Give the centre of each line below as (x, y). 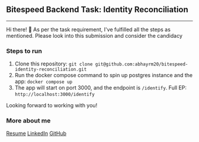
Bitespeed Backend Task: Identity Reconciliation (97, 10)
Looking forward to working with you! (52, 105)
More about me (28, 121)
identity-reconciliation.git (51, 70)
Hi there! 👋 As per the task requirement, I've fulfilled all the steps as (88, 29)
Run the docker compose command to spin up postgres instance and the (104, 75)
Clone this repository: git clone (54, 64)
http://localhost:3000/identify (54, 95)
